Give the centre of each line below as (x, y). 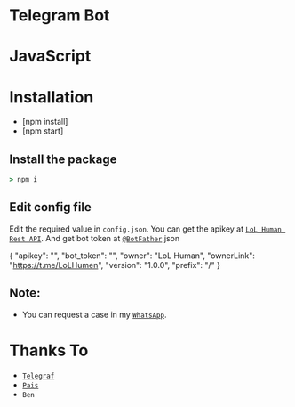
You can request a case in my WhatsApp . (94, 314)
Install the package (63, 159)
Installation (52, 97)
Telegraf (38, 376)
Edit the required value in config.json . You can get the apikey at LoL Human (145, 229)
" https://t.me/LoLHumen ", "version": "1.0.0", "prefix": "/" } (115, 265)
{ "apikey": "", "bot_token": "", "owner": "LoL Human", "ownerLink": (132, 256)
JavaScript (50, 57)
